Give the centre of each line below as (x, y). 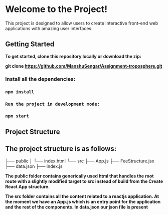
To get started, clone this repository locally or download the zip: (73, 56)
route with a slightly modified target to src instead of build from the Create (84, 181)
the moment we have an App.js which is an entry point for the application (83, 201)
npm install (20, 92)
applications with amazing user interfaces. (49, 28)
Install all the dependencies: (40, 79)
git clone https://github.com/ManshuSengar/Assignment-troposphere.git (84, 66)
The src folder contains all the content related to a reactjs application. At (82, 196)
